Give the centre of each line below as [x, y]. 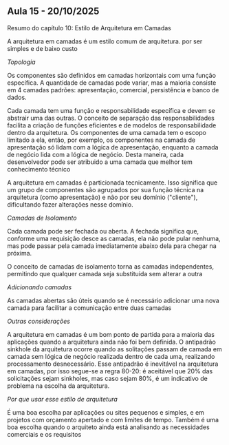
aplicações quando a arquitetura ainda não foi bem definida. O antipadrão [112, 342]
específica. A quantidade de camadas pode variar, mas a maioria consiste [112, 83]
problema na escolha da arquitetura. [58, 386]
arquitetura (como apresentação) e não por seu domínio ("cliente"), [102, 197]
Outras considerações [39, 321]
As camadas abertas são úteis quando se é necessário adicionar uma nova [113, 300]
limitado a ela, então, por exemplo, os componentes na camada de [101, 140]
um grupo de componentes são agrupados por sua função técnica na [106, 189]
